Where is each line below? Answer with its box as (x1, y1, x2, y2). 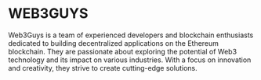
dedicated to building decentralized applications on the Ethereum (8, 38, 219, 47)
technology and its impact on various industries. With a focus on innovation (8, 55, 252, 64)
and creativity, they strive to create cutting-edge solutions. (8, 63, 198, 72)
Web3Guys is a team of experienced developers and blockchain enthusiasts (8, 30, 254, 40)
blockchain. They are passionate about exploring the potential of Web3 (8, 47, 237, 56)
